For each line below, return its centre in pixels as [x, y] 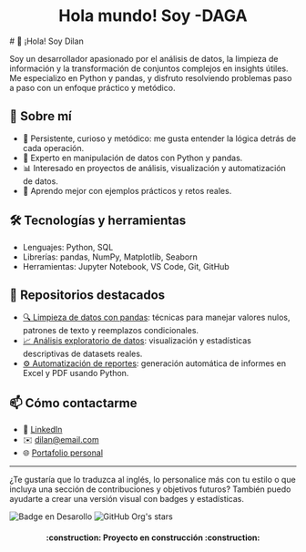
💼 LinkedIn [42, 430]
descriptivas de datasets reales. [82, 354]
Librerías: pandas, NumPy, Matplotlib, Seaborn [110, 257]
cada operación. [53, 148]
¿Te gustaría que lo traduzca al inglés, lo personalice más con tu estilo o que [153, 480]
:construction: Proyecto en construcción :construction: [153, 537]
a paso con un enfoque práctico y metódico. [92, 87]
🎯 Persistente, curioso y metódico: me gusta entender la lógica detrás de [159, 138]
